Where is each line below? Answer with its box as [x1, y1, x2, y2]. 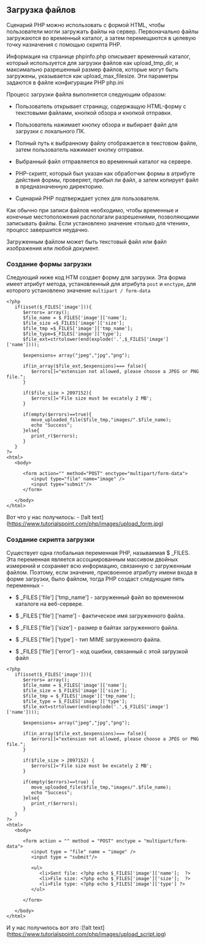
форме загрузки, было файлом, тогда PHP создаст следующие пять [6, 575, 185, 582]
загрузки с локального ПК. [15, 127, 86, 134]
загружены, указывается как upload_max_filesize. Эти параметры [6, 72, 179, 79]
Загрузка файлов [6, 5, 76, 15]
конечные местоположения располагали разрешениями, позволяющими [6, 213, 199, 220]
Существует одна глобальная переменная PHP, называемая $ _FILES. [6, 549, 190, 557]
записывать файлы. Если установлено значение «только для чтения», [6, 219, 190, 226]
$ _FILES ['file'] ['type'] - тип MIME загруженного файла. [15, 636, 161, 643]
